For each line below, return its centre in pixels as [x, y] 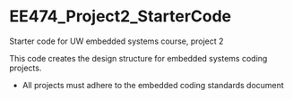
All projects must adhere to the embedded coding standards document [153, 85]
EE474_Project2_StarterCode [121, 16]
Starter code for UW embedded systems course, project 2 [116, 41]
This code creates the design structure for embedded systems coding [138, 58]
